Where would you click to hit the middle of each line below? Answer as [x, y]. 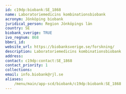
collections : [19, 70]
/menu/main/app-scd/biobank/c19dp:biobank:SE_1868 [68, 84]
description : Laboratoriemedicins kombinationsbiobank [63, 51]
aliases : [14, 79]
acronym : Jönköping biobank [34, 19]
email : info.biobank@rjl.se [34, 75]
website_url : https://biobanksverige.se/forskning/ [60, 47]
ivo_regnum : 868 [22, 38]
